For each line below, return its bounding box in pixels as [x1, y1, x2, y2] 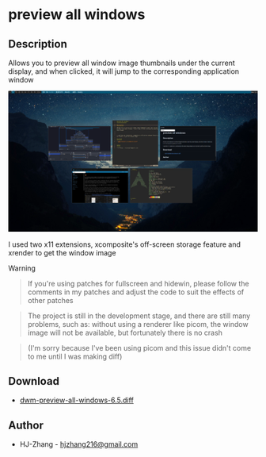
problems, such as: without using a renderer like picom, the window [27, 319, 249, 328]
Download [8, 374, 59, 388]
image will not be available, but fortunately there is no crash [27, 328, 223, 337]
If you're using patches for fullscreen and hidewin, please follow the [27, 278, 249, 288]
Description [8, 37, 67, 51]
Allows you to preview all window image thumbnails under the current [8, 58, 235, 67]
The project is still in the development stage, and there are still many [27, 311, 251, 321]
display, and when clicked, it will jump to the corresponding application [8, 67, 240, 76]
